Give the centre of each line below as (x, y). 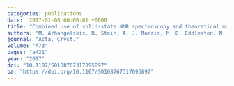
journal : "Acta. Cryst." (43, 40)
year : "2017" (26, 59)
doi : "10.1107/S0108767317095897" (57, 65)
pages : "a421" (28, 53)
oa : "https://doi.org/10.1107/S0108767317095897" (81, 71)
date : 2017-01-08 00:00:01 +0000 (57, 20)
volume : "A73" (28, 46)
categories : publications (45, 14)
